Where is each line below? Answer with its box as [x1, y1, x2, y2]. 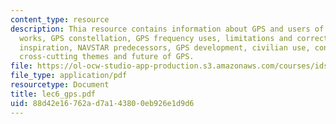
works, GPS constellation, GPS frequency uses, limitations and [19, 33, 293, 43]
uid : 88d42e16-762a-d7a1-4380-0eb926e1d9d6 [10, 98, 195, 108]
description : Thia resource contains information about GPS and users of [10, 24, 325, 34]
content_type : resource [10, 14, 110, 25]
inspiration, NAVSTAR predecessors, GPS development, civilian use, [19, 42, 311, 53]
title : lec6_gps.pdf [10, 89, 97, 99]
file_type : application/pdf [10, 71, 128, 81]
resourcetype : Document [10, 80, 110, 90]
